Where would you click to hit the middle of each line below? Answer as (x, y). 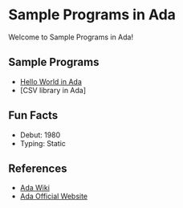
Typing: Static (43, 143)
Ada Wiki (35, 188)
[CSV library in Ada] (53, 90)
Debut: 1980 (40, 135)
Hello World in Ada (51, 81)
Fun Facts (33, 115)
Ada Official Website (54, 196)
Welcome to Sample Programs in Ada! (71, 37)
